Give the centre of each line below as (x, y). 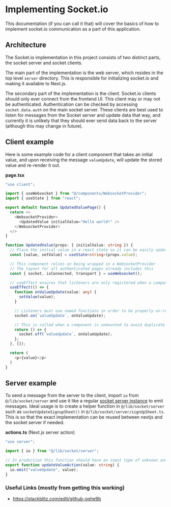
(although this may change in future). (44, 126)
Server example (31, 383)
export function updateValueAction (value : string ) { (62, 465)
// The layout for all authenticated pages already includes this (82, 269)
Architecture (26, 45)
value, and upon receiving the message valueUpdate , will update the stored (84, 160)
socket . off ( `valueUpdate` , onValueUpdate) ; (66, 334)
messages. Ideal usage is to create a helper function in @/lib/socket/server (85, 406)
